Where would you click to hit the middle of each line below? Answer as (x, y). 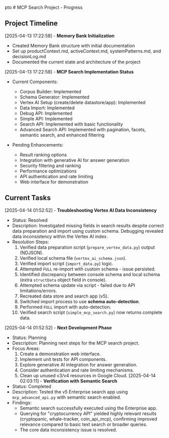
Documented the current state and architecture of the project (76, 62)
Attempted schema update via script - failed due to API (77, 285)
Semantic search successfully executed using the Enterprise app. (88, 408)
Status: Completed (32, 386)
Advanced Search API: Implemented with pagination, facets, (83, 129)
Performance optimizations (48, 171)
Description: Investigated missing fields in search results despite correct (88, 225)
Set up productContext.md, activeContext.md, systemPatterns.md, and (87, 51)
